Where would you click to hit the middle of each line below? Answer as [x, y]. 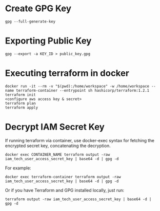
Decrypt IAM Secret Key [55, 127]
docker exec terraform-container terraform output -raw [63, 177]
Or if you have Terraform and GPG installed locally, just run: [65, 190]
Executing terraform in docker [67, 73]
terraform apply [21, 107]
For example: [18, 168]
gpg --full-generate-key [30, 21]
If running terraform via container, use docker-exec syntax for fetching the [80, 140]
